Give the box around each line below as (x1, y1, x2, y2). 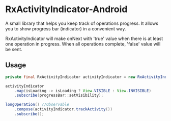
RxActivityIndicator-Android (5, 4, 128, 15)
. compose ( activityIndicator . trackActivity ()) (14, 107, 113, 112)
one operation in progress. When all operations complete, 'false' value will (5, 41, 161, 47)
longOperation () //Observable (5, 102, 70, 107)
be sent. (5, 46, 23, 52)
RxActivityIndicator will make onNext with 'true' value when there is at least (5, 35, 163, 42)
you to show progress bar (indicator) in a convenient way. (5, 25, 126, 31)
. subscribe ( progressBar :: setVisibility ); (14, 93, 103, 98)
